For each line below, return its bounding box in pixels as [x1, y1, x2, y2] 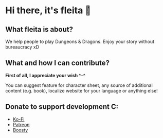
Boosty [12, 127, 28, 133]
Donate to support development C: [5, 102, 119, 111]
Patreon [12, 121, 30, 127]
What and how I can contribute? [5, 59, 110, 67]
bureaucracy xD [5, 44, 40, 50]
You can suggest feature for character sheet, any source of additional [5, 82, 153, 88]
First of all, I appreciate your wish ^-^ [5, 72, 86, 78]
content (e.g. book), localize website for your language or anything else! [5, 87, 158, 94]
